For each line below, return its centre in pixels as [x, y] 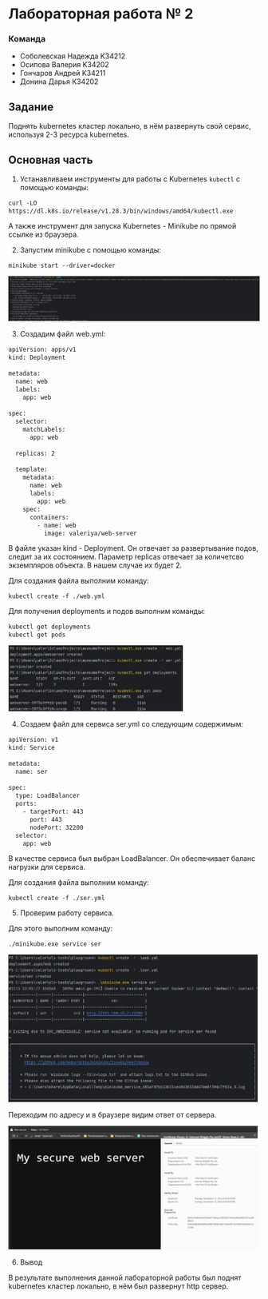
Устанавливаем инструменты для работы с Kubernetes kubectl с [130, 179]
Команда [27, 39]
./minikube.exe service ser [55, 944]
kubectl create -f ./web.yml [57, 596]
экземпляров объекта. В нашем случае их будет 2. [95, 565]
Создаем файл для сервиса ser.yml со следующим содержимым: [132, 723]
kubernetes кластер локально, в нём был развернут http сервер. [118, 1286]
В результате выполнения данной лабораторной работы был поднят [125, 1277]
